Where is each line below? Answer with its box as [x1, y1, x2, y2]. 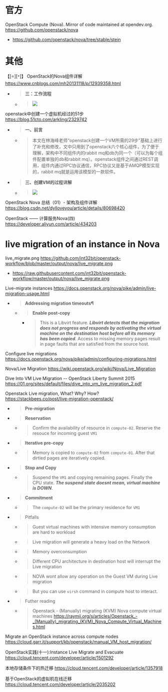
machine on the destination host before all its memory [39, 330, 155, 336]
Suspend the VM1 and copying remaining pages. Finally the [32, 474, 152, 480]
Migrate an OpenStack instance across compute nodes [5, 633, 118, 639]
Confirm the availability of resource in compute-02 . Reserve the [32, 424, 161, 431]
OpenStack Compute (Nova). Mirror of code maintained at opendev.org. [5, 21, 153, 28]
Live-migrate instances [5, 285, 52, 291]
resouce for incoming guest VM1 [32, 430, 97, 436]
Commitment [24, 495, 53, 501]
